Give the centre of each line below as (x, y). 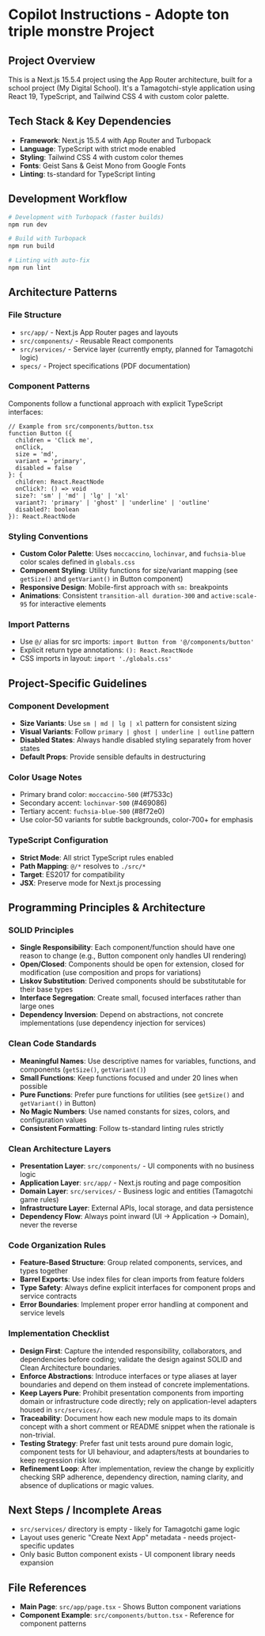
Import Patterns (39, 624)
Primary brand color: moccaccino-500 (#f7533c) (96, 795)
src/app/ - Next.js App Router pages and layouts (99, 332)
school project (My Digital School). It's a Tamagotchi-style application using (132, 88)
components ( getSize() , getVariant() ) (83, 1069)
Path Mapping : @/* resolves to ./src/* (83, 866)
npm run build (32, 246)
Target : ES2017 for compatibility (72, 874)
